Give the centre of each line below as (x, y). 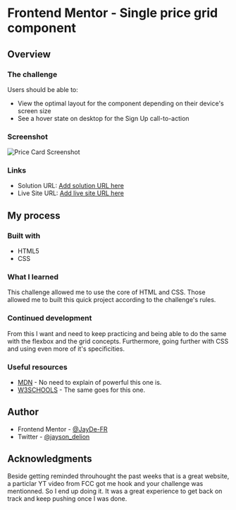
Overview (29, 54)
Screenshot (27, 137)
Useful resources (38, 367)
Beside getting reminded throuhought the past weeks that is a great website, (118, 476)
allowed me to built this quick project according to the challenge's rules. (112, 300)
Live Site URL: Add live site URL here (71, 193)
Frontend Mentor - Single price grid (113, 13)
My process (34, 215)
